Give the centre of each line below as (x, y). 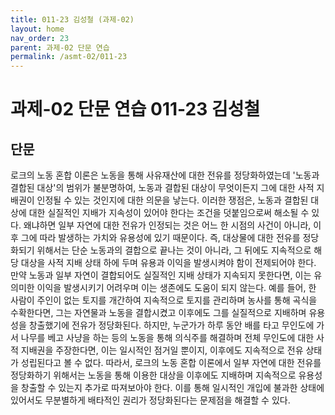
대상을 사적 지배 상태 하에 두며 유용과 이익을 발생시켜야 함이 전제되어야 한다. (168, 263)
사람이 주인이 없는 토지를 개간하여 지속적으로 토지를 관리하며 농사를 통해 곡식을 (164, 300)
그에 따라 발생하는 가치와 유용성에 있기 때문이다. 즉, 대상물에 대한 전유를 (160, 238)
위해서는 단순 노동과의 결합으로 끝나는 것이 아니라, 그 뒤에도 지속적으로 (174, 250)
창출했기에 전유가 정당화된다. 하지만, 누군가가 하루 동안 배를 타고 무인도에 (171, 325)
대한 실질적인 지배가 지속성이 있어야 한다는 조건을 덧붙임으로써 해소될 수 (169, 213)
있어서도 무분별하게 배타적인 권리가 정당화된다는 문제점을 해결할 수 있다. (150, 400)
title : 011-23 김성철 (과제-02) (72, 19)
